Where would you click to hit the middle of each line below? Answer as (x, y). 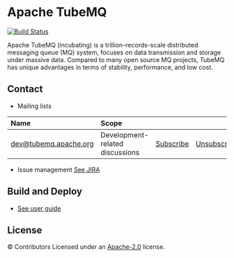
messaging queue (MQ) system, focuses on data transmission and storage (114, 52)
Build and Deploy (45, 191)
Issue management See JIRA (58, 169)
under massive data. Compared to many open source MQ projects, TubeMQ (116, 59)
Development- (125, 135)
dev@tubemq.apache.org (52, 144)
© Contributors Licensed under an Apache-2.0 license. (86, 247)
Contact (25, 89)
